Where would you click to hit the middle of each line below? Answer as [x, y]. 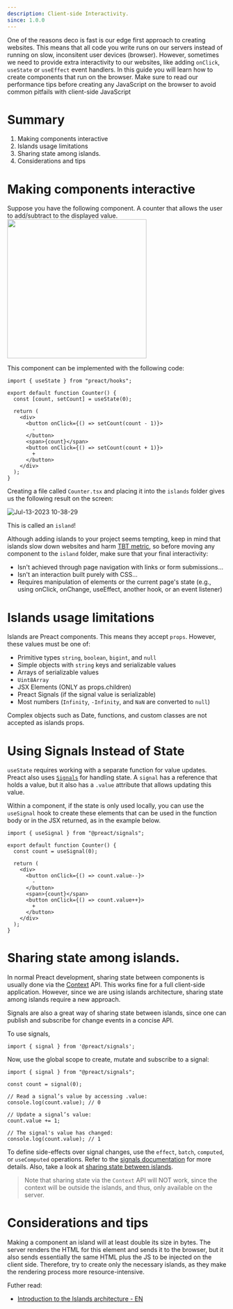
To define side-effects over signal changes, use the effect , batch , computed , [116, 1152]
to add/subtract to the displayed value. [63, 216]
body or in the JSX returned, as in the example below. [84, 820]
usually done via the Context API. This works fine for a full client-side [106, 985]
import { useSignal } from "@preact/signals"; [76, 834]
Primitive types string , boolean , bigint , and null [87, 658]
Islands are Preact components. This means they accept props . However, [112, 637]
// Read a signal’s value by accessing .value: [78, 1097]
